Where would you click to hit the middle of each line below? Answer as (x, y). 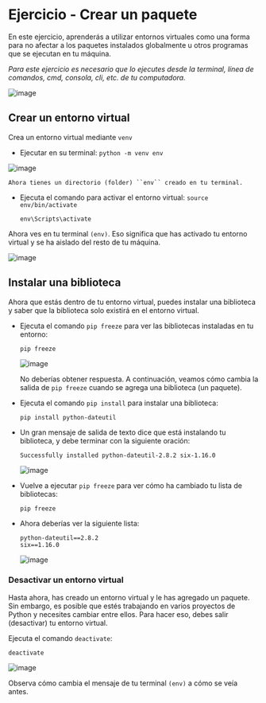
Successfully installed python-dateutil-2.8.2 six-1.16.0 (118, 455)
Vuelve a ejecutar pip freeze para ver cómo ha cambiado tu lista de (131, 485)
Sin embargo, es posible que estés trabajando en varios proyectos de (122, 606)
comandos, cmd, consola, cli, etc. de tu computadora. (97, 77)
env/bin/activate (48, 205)
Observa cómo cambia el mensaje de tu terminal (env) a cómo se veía (123, 683)
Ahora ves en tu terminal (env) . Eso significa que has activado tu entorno (128, 233)
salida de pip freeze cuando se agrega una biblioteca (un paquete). (131, 387)
